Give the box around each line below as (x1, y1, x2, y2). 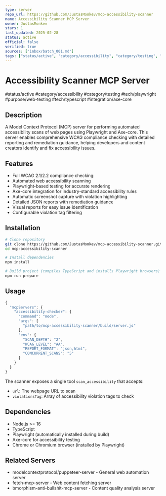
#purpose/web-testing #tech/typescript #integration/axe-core (5, 96, 132, 102)
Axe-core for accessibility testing (12, 436, 80, 442)
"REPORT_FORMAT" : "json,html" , (23, 346, 87, 351)
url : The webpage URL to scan (12, 388, 76, 394)
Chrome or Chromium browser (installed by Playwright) (12, 442, 125, 448)
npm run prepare (5, 273, 39, 278)
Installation (5, 224, 41, 232)
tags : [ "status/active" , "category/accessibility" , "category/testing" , (5, 53, 158, 59)
